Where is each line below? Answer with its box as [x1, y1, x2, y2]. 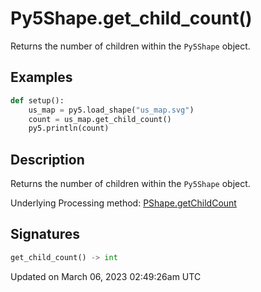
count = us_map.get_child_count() [28, 114, 172, 124]
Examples [10, 69, 73, 86]
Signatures [10, 226, 81, 243]
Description [10, 151, 85, 168]
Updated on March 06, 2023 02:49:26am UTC [10, 270, 202, 282]
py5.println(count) [28, 123, 110, 134]
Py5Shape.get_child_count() [10, 7, 253, 30]
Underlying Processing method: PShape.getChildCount [10, 197, 237, 209]
